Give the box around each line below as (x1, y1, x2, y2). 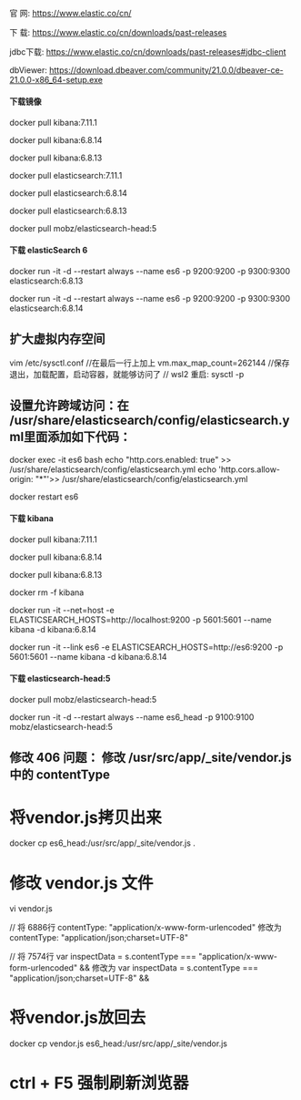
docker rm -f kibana (9, 587, 85, 598)
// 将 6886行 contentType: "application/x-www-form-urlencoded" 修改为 (9, 922, 282, 933)
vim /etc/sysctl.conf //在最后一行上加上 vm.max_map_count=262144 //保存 (9, 357, 290, 368)
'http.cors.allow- (217, 464, 280, 475)
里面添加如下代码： (23, 429, 132, 445)
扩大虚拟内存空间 (9, 332, 105, 347)
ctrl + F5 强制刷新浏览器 (9, 1073, 189, 1094)
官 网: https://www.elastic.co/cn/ (9, 7, 132, 18)
